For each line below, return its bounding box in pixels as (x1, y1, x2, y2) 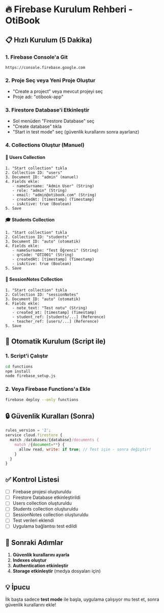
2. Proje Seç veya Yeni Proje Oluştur (5, 76, 96, 84)
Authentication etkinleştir (12, 563, 69, 569)
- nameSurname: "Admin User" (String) (12, 183, 95, 189)
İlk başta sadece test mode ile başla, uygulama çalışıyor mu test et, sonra (5, 596, 159, 602)
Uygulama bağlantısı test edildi (12, 523, 77, 529)
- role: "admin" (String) (12, 188, 67, 193)
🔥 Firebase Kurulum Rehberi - (5, 4, 133, 15)
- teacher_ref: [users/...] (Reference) (12, 319, 99, 324)
